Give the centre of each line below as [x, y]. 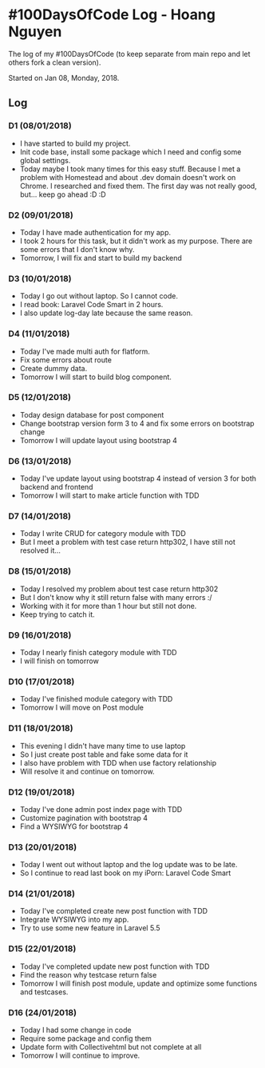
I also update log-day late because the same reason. [106, 313]
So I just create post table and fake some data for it [104, 754]
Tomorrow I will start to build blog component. [95, 377]
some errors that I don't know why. [77, 249]
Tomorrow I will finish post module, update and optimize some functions [138, 983]
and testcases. [44, 992]
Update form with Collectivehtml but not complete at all [111, 1047]
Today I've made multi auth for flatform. [85, 351]
